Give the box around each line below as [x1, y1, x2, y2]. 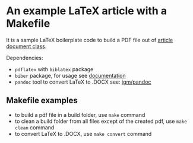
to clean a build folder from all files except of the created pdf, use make [14, 117, 187, 125]
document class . [6, 43, 47, 50]
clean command [14, 123, 55, 131]
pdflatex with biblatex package [14, 65, 94, 72]
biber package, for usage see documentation [14, 72, 126, 79]
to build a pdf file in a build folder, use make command [14, 111, 145, 118]
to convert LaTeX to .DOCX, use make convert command [14, 130, 152, 137]
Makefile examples [6, 96, 78, 106]
